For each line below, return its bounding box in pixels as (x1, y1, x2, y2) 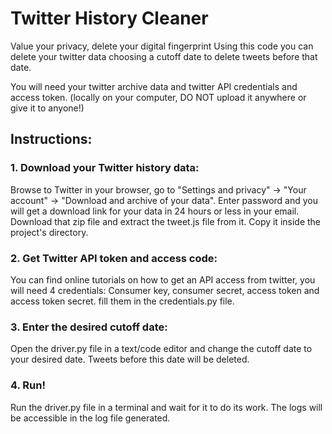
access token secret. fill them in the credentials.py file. (10, 295, 235, 307)
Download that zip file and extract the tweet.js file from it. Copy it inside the (10, 215, 322, 227)
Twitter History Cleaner (10, 7, 209, 30)
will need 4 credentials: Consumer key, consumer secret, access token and (10, 284, 320, 296)
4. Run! (10, 378, 46, 392)
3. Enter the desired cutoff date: (10, 320, 168, 334)
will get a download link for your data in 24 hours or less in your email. (10, 205, 300, 217)
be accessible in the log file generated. (10, 412, 171, 424)
